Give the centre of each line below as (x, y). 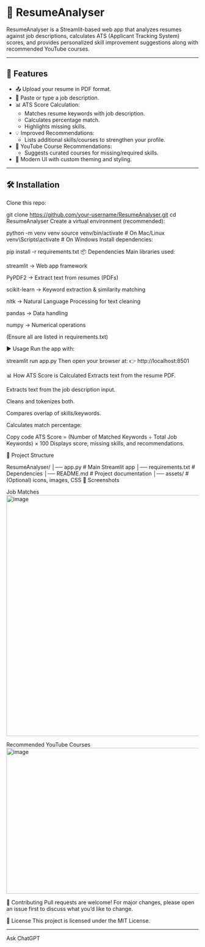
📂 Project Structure (30, 455)
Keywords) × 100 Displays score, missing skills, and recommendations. (95, 443)
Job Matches (23, 492)
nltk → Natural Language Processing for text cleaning (74, 301)
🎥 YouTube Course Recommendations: (63, 146)
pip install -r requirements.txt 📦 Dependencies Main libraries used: (91, 251)
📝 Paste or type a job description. (57, 98)
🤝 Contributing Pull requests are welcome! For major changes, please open (100, 902)
